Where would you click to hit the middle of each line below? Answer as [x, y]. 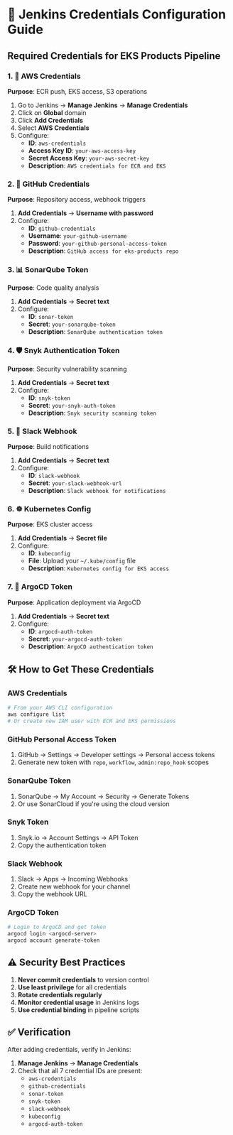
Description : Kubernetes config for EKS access [98, 568]
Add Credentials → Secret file [63, 538]
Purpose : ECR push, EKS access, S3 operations [77, 91]
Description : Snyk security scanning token [92, 413]
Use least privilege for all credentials [72, 987]
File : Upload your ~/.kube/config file [82, 561]
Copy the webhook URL [52, 894]
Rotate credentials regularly [60, 994]
